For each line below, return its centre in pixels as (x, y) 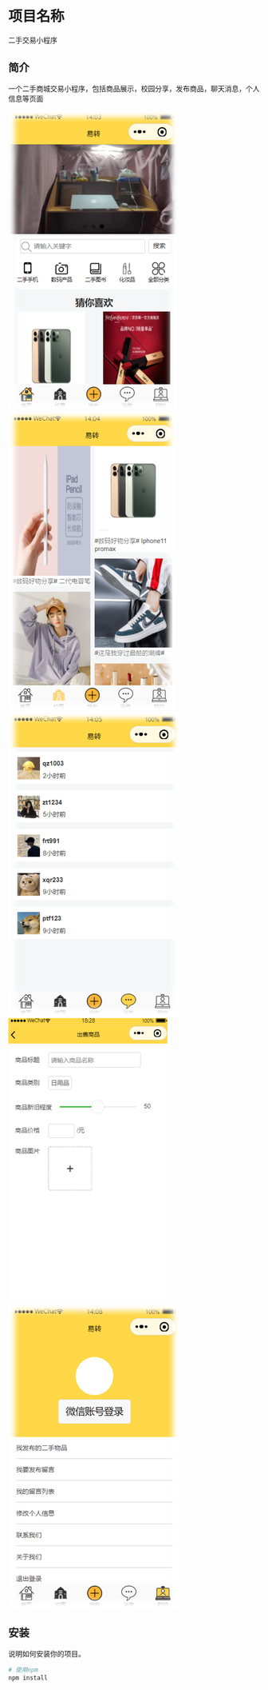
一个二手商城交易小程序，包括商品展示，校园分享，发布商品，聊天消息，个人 (134, 88)
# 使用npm (23, 1670)
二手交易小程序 (33, 40)
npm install (28, 1678)
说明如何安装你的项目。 (47, 1653)
